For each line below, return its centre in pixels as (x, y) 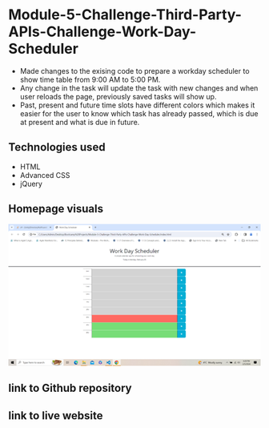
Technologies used (57, 147)
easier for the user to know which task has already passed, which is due (139, 113)
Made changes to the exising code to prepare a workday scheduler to (134, 71)
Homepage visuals (56, 209)
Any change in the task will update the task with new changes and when (139, 88)
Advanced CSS (45, 175)
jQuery (31, 184)
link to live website (56, 416)
